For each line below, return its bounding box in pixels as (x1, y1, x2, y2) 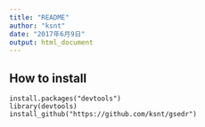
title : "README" (9, 12, 70, 22)
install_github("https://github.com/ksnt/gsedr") (9, 110, 198, 119)
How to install (9, 70, 87, 85)
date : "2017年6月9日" (9, 29, 86, 38)
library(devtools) (9, 102, 78, 111)
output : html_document (9, 37, 94, 47)
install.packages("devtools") (9, 94, 122, 103)
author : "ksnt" (9, 21, 66, 30)
